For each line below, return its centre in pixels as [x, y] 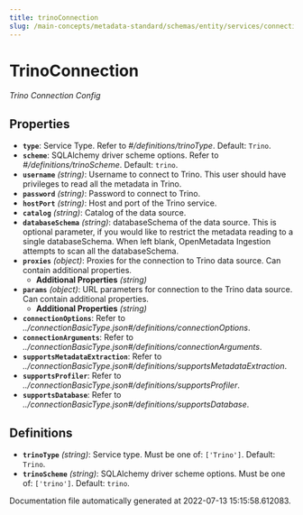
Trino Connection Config [55, 96]
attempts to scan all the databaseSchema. [101, 251]
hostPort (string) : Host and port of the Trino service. [119, 203]
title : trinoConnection [54, 18]
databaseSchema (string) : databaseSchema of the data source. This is [149, 223]
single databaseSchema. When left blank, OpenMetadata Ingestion [147, 242]
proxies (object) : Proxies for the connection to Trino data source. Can [151, 261]
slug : [19, 26]
